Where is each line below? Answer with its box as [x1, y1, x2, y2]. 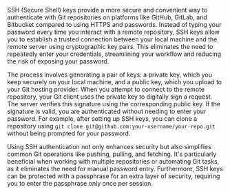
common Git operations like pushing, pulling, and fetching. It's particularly [7, 150, 217, 158]
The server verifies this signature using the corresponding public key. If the [7, 100, 220, 108]
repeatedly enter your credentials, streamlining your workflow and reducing [7, 50, 222, 58]
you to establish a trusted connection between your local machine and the [7, 35, 218, 43]
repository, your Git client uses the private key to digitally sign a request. [7, 93, 213, 101]
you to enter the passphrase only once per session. [7, 180, 154, 187]
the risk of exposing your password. [7, 57, 109, 65]
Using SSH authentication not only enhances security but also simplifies [7, 143, 211, 151]
